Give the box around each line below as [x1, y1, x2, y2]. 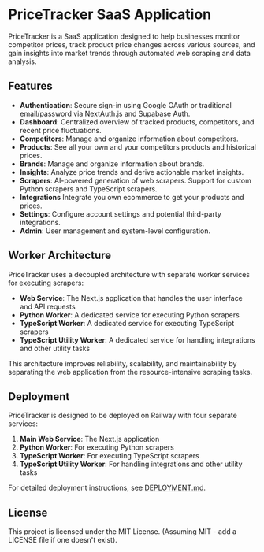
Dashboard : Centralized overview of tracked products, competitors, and [19, 117, 255, 127]
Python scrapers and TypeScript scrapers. [19, 183, 158, 194]
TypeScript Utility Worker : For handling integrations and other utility [19, 459, 243, 469]
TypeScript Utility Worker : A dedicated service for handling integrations [19, 335, 255, 344]
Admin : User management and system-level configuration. [19, 226, 211, 235]
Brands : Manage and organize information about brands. [19, 159, 205, 169]
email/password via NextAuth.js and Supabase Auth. [19, 109, 191, 118]
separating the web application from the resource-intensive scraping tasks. [8, 367, 253, 376]
